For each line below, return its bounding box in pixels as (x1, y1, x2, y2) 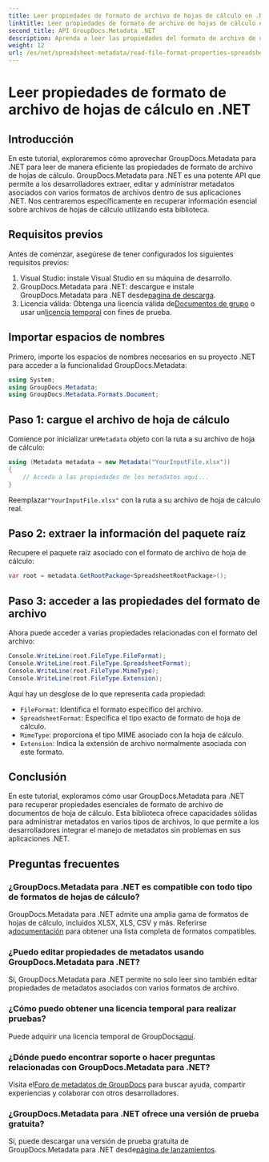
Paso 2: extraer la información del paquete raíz (8, 527, 247, 540)
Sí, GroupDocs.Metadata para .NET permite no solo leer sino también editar (8, 974, 258, 984)
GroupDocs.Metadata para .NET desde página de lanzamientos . (8, 1145, 218, 1155)
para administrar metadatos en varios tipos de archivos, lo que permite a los (8, 817, 259, 826)
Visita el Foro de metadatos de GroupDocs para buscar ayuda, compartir (8, 1079, 246, 1089)
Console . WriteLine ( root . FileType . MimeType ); (8, 667, 159, 675)
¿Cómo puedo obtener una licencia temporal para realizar (8, 1003, 237, 1015)
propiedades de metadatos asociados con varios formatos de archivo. (8, 983, 240, 993)
